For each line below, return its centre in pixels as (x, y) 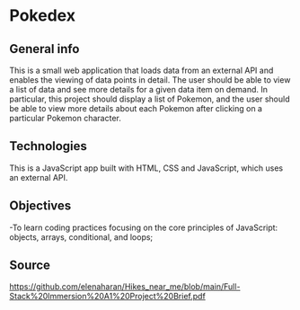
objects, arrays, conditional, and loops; (81, 237)
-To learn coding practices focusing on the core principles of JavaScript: (144, 227)
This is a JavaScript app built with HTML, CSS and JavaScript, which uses (146, 168)
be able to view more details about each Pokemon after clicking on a (136, 108)
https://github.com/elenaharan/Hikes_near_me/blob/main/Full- (125, 287)
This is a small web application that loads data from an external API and (141, 70)
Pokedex (43, 16)
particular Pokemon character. (65, 118)
